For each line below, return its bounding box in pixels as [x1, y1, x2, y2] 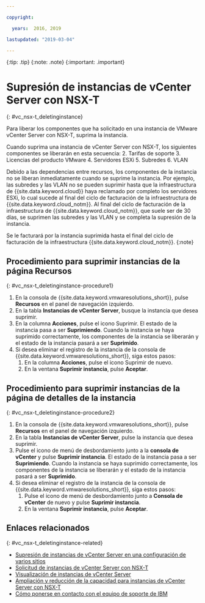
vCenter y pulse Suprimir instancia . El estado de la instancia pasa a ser [15, 453, 197, 461]
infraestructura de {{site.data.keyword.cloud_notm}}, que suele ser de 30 [6, 207, 191, 215]
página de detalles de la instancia [6, 393, 136, 403]
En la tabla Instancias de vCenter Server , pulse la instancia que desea [15, 434, 193, 441]
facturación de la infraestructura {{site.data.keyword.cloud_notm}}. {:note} [6, 239, 194, 246]
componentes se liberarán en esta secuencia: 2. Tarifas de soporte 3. [6, 150, 181, 157]
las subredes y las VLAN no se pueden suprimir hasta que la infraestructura [6, 181, 196, 188]
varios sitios [15, 557, 46, 564]
